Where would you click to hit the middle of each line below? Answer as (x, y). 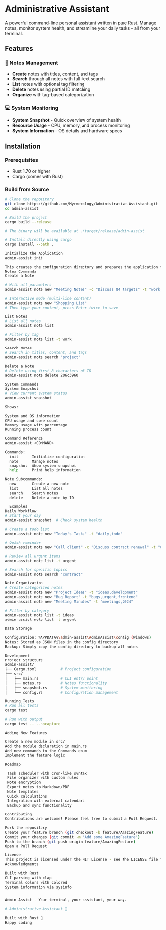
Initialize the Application (34, 253)
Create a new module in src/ (35, 741)
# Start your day (23, 516)
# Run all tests (22, 706)
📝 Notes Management (32, 63)
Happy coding (19, 923)
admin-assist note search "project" (43, 357)
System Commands (22, 384)
